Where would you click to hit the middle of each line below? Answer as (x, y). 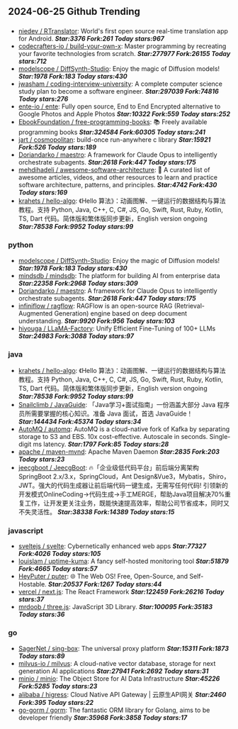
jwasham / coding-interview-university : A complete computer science (120, 84)
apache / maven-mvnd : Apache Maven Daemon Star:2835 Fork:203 (119, 451)
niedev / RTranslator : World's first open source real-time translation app (123, 31)
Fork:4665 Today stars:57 (58, 569)
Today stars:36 (41, 614)
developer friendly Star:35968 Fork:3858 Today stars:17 (103, 717)
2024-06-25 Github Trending (74, 12)
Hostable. (32, 584)
